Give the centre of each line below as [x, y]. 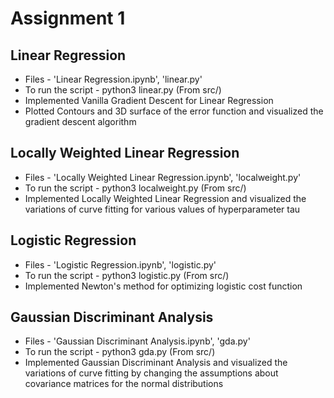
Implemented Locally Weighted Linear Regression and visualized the [165, 198]
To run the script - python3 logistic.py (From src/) [127, 275]
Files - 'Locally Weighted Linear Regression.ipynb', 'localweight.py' [163, 177]
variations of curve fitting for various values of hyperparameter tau [162, 209]
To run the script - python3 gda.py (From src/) [120, 352]
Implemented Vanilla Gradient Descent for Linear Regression [149, 100]
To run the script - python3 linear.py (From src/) [123, 90]
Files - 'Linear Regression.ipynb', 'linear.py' [113, 79]
